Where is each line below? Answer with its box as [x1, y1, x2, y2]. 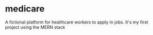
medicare [5, 3, 45, 14]
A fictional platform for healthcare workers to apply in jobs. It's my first [5, 19, 149, 25]
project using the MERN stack [5, 24, 65, 30]
